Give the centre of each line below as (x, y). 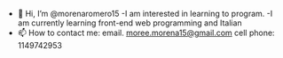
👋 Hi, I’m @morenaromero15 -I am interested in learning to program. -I (145, 14)
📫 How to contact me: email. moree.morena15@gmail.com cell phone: (146, 33)
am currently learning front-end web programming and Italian (130, 23)
